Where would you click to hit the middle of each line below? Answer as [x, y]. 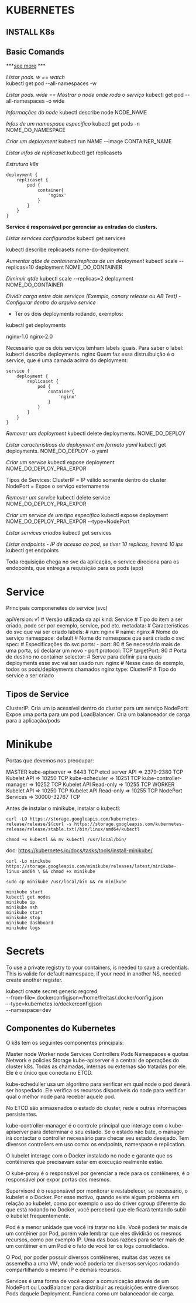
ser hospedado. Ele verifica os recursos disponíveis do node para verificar [96, 1090]
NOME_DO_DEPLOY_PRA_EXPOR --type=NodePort [68, 521]
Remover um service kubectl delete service [58, 498]
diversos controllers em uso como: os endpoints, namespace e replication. [96, 1144]
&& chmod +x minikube [69, 872]
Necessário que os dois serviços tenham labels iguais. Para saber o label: [95, 348]
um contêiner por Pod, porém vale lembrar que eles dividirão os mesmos [94, 1233]
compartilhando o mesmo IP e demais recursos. [64, 1270]
